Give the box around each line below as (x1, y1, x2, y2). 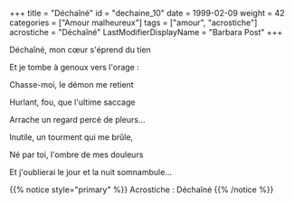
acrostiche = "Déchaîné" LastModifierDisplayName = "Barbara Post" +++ (9, 27, 283, 37)
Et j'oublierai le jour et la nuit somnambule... (9, 167, 172, 177)
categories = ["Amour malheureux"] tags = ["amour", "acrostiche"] (9, 17, 258, 28)
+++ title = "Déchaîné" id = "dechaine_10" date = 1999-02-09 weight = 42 (9, 8, 285, 18)
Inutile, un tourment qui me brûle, (9, 132, 134, 143)
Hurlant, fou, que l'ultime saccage (9, 97, 136, 107)
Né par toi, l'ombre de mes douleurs (9, 149, 144, 160)
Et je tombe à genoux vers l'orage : (9, 62, 140, 72)
